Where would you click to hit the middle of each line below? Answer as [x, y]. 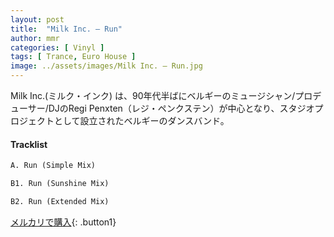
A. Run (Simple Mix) [53, 166]
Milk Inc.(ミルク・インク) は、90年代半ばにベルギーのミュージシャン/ [153, 95]
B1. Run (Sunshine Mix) [60, 184]
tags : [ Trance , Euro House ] [73, 57]
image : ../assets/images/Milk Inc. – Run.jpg [106, 66]
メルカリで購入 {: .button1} [63, 222]
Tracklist [29, 144]
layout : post [37, 19]
